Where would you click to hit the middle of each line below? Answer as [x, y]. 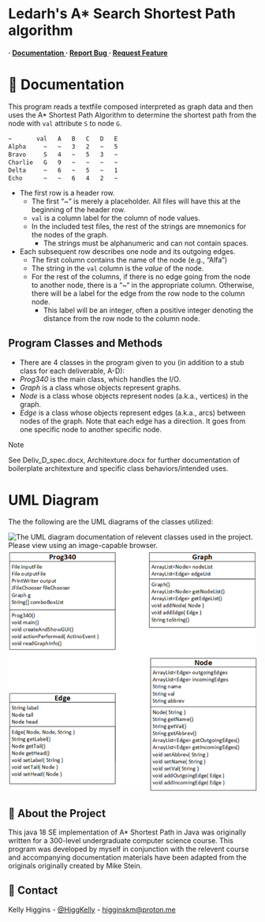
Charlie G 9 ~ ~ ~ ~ [63, 162]
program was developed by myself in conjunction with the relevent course [129, 849]
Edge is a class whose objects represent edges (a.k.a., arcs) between [132, 412]
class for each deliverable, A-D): [72, 371]
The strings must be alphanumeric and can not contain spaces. [146, 243]
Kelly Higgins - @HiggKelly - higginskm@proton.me [92, 909]
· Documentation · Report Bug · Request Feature [88, 53]
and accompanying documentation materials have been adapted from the [127, 857]
